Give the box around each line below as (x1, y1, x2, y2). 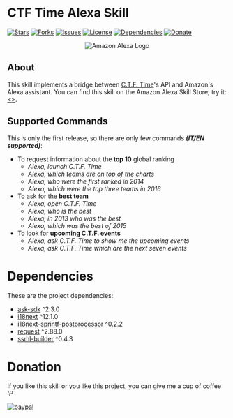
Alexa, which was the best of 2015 (27, 221, 127, 230)
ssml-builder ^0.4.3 (17, 334, 73, 343)
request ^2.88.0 (17, 327, 63, 336)
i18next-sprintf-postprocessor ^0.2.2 (17, 320, 123, 328)
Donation (7, 359, 61, 375)
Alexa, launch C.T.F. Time (27, 162, 102, 170)
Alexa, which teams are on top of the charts (27, 170, 155, 178)
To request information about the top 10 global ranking (17, 155, 174, 163)
